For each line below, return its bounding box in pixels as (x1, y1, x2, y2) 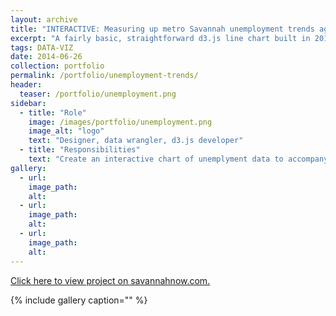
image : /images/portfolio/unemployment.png (28, 117, 213, 127)
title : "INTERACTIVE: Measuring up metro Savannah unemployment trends (10, 24, 315, 34)
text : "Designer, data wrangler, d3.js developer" (28, 136, 244, 146)
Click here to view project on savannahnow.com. (10, 274, 211, 286)
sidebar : (10, 98, 47, 108)
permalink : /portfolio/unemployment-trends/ (10, 71, 199, 81)
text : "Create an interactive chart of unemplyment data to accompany (28, 154, 329, 164)
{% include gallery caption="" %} (10, 294, 148, 306)
